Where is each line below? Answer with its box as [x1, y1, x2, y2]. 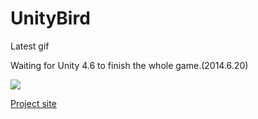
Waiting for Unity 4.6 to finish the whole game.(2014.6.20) [10, 59, 249, 71]
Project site [10, 97, 57, 109]
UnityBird [10, 7, 91, 30]
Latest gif [10, 40, 50, 52]
